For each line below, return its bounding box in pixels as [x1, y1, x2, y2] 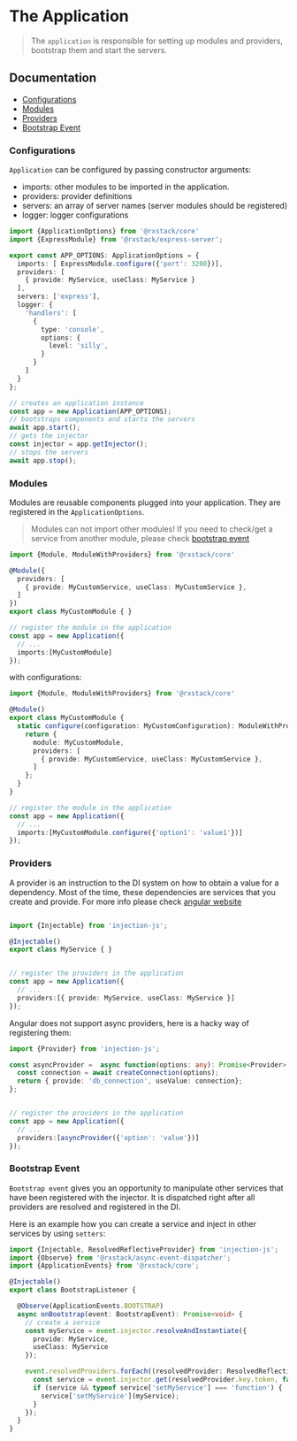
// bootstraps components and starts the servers [9, 415, 196, 424]
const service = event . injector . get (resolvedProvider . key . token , [32, 1376, 278, 1384]
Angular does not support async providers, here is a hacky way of [9, 1017, 250, 1028]
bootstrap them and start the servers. [30, 44, 168, 55]
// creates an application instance [9, 398, 144, 408]
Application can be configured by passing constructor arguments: [9, 165, 252, 175]
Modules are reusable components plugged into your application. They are [9, 497, 281, 508]
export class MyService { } [9, 945, 113, 954]
